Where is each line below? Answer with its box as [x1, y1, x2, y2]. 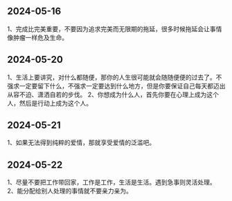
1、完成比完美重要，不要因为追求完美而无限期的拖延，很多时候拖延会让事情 [7, 24, 222, 33]
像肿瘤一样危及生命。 [7, 33, 68, 41]
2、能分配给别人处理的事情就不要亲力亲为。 [7, 186, 133, 195]
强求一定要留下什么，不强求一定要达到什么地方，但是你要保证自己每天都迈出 [7, 82, 226, 90]
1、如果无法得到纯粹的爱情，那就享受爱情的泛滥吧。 [7, 138, 156, 147]
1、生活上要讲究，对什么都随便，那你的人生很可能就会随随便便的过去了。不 [7, 73, 222, 82]
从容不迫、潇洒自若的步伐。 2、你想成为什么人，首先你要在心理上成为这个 [7, 90, 220, 99]
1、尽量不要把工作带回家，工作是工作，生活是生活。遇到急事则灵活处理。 [7, 178, 216, 186]
